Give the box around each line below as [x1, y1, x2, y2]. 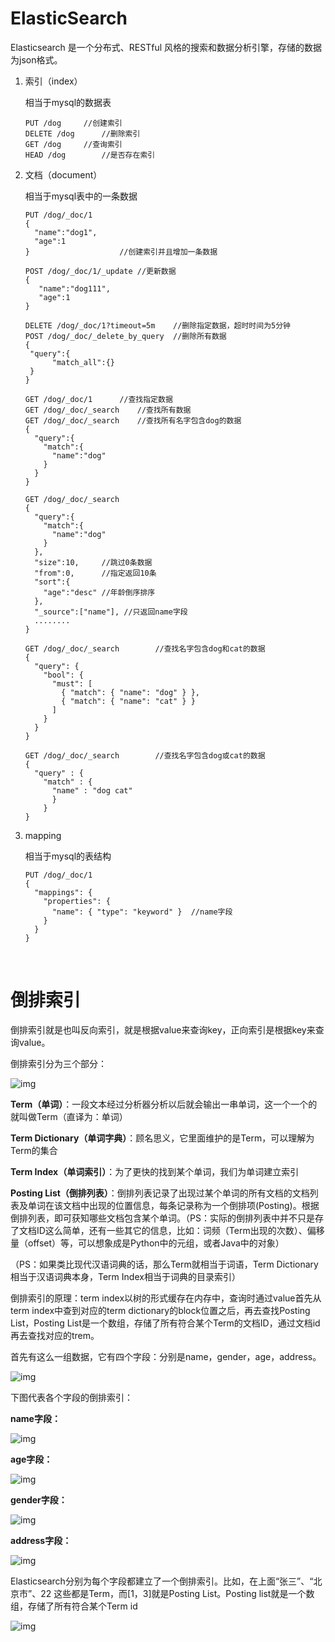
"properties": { [43, 896, 111, 906]
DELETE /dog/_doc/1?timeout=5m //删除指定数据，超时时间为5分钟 [24, 320, 291, 331]
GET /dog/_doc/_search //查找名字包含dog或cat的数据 [24, 750, 266, 761]
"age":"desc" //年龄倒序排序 [43, 587, 156, 597]
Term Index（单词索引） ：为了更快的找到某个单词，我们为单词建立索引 [10, 1165, 300, 1177]
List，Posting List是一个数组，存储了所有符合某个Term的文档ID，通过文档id [10, 1317, 321, 1329]
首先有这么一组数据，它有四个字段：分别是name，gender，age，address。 [10, 1350, 322, 1362]
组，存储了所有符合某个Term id [10, 1600, 138, 1612]
